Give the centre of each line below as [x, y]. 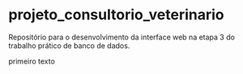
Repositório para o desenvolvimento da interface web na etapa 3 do [122, 37]
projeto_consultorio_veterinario [116, 15]
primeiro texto [32, 61]
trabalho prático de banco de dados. [69, 45]
